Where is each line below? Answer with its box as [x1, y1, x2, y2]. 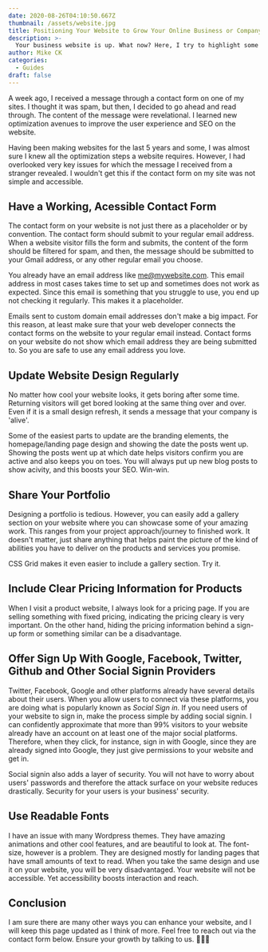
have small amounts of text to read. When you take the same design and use [8, 856, 260, 866]
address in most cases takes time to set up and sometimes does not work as [8, 279, 260, 289]
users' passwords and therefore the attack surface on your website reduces [8, 778, 258, 787]
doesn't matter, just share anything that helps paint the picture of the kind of [8, 535, 259, 545]
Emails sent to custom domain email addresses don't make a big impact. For [8, 311, 258, 321]
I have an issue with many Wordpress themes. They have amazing [8, 830, 226, 840]
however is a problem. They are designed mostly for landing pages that [25, 847, 260, 857]
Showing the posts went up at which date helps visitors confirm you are [8, 448, 244, 458]
